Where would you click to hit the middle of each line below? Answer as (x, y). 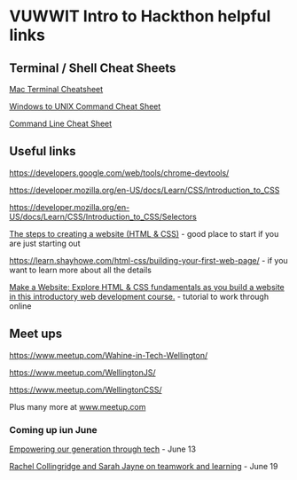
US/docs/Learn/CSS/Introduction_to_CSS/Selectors (103, 216)
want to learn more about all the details (81, 270)
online (20, 306)
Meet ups (36, 334)
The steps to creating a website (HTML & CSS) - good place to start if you (144, 233)
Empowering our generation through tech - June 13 (103, 449)
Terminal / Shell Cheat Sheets (93, 68)
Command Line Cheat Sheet (61, 123)
